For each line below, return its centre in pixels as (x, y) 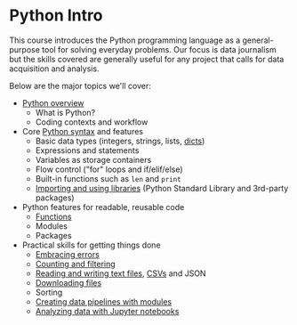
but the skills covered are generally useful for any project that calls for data (147, 59)
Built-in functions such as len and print (108, 178)
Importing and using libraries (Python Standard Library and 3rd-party (162, 188)
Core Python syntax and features (83, 131)
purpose (24, 49)
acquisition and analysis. (54, 69)
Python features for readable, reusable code (103, 207)
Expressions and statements (87, 150)
